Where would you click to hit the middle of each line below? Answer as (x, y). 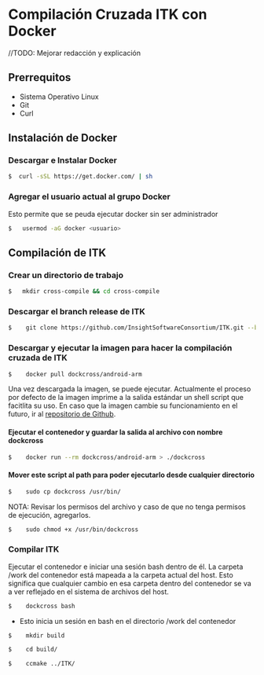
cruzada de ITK (38, 358)
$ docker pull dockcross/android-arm (75, 374)
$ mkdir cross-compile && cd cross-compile (84, 292)
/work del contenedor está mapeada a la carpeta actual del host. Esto (121, 574)
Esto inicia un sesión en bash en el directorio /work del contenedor (128, 621)
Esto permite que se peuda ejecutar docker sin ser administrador (113, 214)
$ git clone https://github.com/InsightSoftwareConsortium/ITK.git (126, 328)
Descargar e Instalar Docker (63, 160)
